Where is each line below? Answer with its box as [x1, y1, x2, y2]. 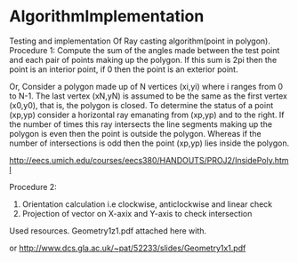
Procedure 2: [9, 181, 58, 192]
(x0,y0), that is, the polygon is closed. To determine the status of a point [9, 99, 274, 110]
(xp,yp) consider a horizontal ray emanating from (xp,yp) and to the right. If [9, 109, 285, 120]
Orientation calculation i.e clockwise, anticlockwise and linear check [21, 198, 273, 210]
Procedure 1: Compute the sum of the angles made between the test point [9, 44, 280, 55]
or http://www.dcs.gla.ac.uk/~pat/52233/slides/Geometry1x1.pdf [9, 242, 246, 253]
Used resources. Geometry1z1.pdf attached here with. [9, 225, 207, 236]
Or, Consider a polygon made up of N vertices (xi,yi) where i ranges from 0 [9, 81, 283, 91]
